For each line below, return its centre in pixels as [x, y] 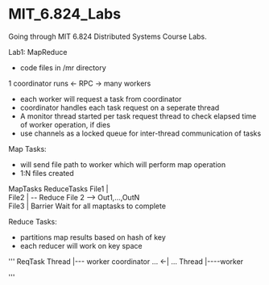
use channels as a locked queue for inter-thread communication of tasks [141, 133]
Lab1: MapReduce [38, 52]
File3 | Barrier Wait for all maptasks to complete [87, 206]
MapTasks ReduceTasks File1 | [58, 189]
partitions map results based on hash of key [93, 237]
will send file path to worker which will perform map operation [123, 164]
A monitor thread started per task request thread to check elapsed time [138, 116]
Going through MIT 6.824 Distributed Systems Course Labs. [108, 36]
